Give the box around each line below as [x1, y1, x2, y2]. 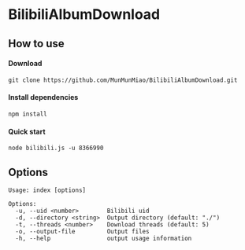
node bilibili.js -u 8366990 [8, 144, 104, 153]
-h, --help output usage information [15, 234, 192, 242]
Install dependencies [8, 93, 79, 102]
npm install [8, 110, 47, 118]
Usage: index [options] [8, 186, 87, 194]
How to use [8, 37, 65, 50]
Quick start [8, 127, 46, 136]
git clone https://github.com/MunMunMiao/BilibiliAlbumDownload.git [8, 76, 238, 84]
